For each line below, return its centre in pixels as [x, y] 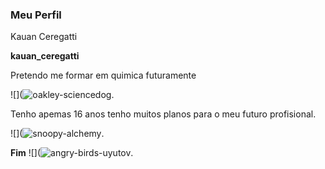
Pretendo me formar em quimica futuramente [103, 75]
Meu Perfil [36, 15]
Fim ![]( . [72, 153]
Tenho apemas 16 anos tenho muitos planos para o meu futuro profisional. [163, 114]
